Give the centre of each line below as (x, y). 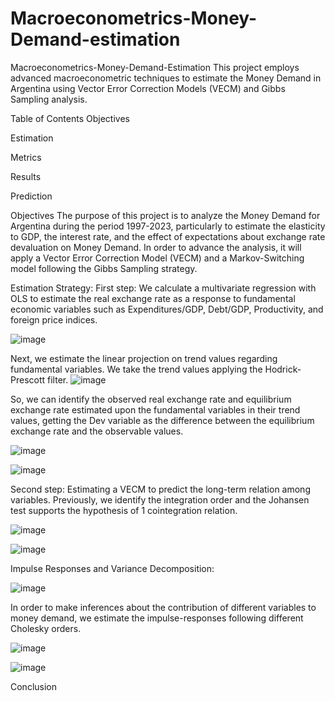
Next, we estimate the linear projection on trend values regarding (144, 358)
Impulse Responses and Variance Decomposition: (112, 568)
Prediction (31, 196)
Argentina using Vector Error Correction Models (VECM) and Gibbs (148, 88)
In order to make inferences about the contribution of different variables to (163, 607)
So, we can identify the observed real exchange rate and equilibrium (151, 399)
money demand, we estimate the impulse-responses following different (157, 618)
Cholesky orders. (46, 628)
